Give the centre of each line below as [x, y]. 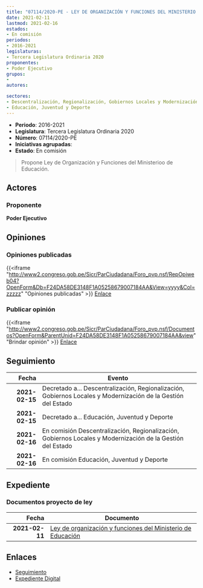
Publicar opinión [31, 309]
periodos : [19, 40]
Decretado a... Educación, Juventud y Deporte [108, 417]
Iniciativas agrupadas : [43, 144]
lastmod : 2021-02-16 [32, 23]
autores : [17, 86]
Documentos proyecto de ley [50, 502]
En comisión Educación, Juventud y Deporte [105, 460]
